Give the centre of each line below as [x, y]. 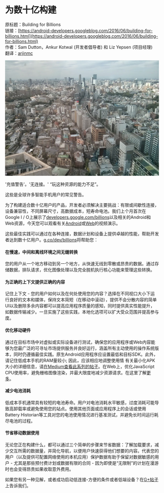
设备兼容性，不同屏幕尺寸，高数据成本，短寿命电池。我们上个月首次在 [76, 211]
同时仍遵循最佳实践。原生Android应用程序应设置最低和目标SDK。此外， [86, 354]
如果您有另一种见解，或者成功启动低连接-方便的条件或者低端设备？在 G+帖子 [82, 479]
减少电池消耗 [18, 391]
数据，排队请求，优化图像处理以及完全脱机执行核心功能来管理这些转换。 [82, 270]
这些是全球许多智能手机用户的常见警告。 [46, 194]
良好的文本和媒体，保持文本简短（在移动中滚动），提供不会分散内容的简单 [83, 300]
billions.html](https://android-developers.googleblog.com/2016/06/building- [82, 36]
